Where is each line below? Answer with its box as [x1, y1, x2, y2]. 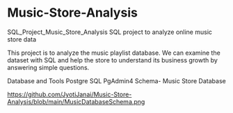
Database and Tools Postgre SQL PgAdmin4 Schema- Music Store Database [7, 76, 226, 85]
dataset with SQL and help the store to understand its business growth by [7, 55, 218, 64]
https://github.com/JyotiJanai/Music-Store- [7, 90, 132, 98]
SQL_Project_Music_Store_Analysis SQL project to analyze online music [7, 28, 213, 36]
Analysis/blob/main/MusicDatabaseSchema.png [7, 97, 145, 105]
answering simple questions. [7, 63, 90, 71]
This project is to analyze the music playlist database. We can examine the [7, 49, 220, 57]
